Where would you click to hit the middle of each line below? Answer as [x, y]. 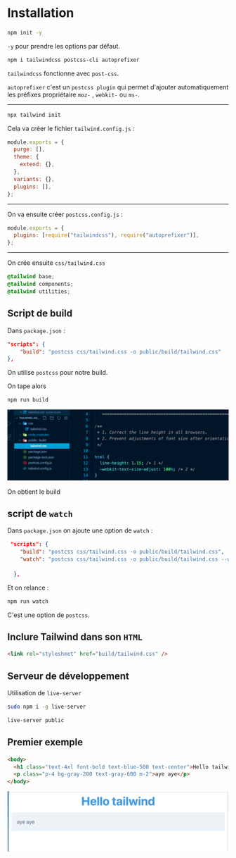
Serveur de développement [68, 676]
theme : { [26, 157]
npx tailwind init [34, 115]
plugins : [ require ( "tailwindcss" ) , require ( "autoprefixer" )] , [106, 235]
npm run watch [28, 601]
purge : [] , [29, 149]
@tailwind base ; [31, 277]
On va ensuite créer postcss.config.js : [65, 214]
